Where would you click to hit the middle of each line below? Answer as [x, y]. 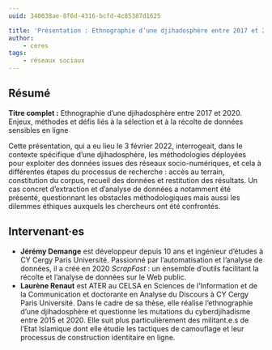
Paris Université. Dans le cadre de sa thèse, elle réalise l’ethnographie [136, 303]
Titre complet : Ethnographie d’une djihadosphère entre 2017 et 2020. [125, 113]
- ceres [36, 45]
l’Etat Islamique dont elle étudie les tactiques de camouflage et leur [132, 328]
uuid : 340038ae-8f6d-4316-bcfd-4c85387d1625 [85, 16]
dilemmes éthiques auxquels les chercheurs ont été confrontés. [115, 206]
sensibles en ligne [38, 130]
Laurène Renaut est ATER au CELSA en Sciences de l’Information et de [138, 285]
